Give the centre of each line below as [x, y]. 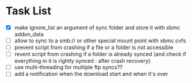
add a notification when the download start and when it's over [91, 74]
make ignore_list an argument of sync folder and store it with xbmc [97, 27]
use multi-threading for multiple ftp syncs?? [68, 67]
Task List [29, 11]
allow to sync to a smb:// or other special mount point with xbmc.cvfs [100, 41]
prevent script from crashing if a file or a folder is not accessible [94, 47]
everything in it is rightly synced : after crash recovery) [82, 61]
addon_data [29, 34]
